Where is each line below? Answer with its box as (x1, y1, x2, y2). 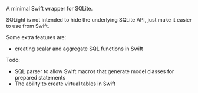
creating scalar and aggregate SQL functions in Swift (14, 45, 143, 52)
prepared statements (14, 74, 66, 81)
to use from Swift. (6, 23, 49, 29)
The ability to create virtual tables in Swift (14, 80, 116, 87)
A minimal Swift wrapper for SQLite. (6, 5, 93, 12)
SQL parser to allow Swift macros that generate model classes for (14, 68, 174, 75)
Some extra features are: (6, 34, 67, 40)
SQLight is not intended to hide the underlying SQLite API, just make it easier (6, 16, 192, 23)
